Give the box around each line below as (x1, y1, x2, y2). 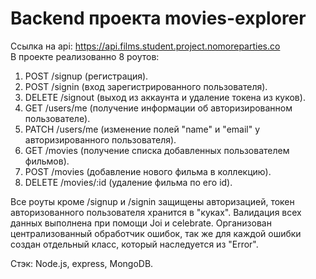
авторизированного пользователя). (24, 133, 177, 146)
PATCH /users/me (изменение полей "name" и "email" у (24, 123, 261, 135)
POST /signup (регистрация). (24, 70, 149, 82)
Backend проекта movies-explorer (10, 7, 307, 30)
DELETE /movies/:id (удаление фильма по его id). (24, 176, 233, 188)
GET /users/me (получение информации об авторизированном (24, 102, 293, 114)
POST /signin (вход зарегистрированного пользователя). (24, 80, 268, 92)
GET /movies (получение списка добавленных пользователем (24, 144, 290, 156)
